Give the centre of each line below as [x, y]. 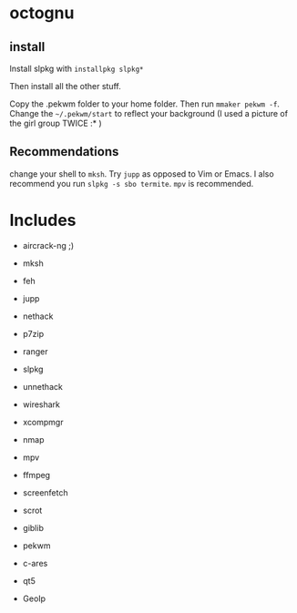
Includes [43, 220]
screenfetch [45, 492]
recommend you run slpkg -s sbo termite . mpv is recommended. [132, 183]
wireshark [41, 404]
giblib [33, 527]
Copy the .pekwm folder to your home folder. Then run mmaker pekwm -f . [145, 104]
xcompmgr [43, 422]
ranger [35, 351]
